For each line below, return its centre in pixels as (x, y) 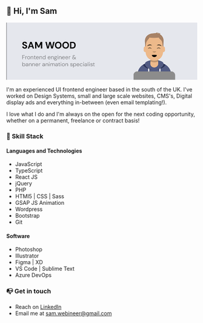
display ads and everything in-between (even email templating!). (87, 102)
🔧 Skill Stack (25, 136)
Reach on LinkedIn (38, 307)
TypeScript (29, 171)
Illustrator (27, 256)
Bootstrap (27, 216)
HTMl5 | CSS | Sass (40, 196)
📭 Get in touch (29, 291)
